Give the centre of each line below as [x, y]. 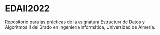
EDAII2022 [28, 9]
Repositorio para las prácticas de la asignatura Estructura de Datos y [75, 22]
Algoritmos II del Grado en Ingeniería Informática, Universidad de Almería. [80, 27]
